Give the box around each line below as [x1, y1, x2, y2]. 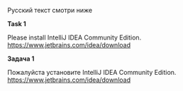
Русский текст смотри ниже [7, 6, 93, 14]
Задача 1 [7, 54, 35, 63]
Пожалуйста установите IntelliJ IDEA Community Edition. [7, 68, 177, 76]
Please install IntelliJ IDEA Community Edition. [7, 33, 142, 42]
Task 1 [7, 20, 26, 28]
